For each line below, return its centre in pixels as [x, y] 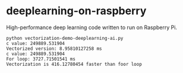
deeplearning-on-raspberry [76, 11]
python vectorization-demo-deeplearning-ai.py [65, 38]
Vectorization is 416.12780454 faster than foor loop [74, 64]
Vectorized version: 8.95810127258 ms [54, 49]
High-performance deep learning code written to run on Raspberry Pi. [91, 27]
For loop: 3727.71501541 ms [41, 59]
